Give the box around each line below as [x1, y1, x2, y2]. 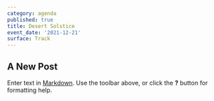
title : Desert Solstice [7, 23, 75, 29]
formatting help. [7, 86, 53, 94]
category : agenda [7, 10, 57, 17]
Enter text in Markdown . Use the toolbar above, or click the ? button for [7, 78, 208, 87]
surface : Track [7, 35, 51, 42]
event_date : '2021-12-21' [7, 29, 81, 36]
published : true [7, 16, 53, 23]
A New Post [7, 61, 58, 72]
